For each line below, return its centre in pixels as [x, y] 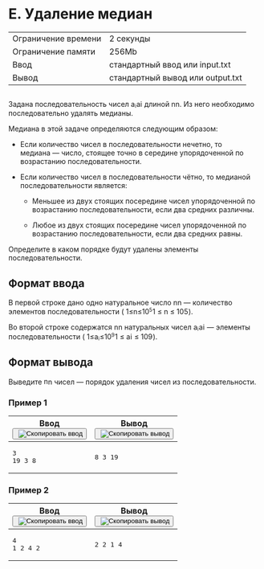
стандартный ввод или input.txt [170, 64]
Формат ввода [47, 283]
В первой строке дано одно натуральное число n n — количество [120, 303]
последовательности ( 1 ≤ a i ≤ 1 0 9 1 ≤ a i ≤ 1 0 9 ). [83, 336]
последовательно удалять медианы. [71, 113]
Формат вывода [51, 362]
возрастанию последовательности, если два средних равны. [137, 234]
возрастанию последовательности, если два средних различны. [143, 210]
